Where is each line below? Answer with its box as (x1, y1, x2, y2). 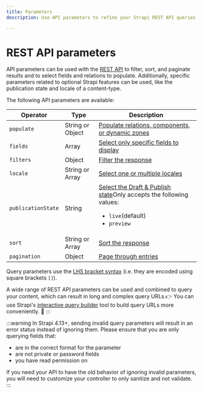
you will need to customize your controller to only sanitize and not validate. (6, 375, 193, 382)
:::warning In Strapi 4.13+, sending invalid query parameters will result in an (6, 319, 193, 327)
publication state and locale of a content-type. (6, 85, 122, 92)
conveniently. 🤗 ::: (6, 308, 51, 315)
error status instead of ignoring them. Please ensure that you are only (6, 326, 179, 333)
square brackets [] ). (6, 274, 57, 281)
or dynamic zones (98, 129, 150, 137)
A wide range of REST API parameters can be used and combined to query (6, 286, 193, 293)
